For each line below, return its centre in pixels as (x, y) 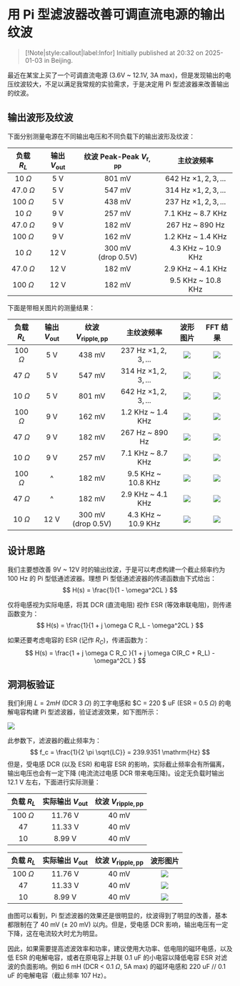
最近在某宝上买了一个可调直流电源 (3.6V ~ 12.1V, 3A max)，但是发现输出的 (116, 75)
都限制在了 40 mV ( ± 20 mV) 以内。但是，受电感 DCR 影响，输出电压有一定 (118, 924)
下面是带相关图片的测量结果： (51, 307)
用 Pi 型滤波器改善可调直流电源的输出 (116, 15)
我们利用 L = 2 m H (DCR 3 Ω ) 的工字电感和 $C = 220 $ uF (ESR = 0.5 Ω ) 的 (116, 703)
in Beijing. (59, 60)
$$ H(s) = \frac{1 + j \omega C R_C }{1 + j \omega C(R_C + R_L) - (120, 653)
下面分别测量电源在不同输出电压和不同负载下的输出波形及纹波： (101, 136)
